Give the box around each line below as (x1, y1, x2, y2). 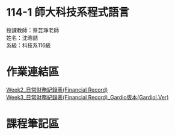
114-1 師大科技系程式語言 (6, 5, 129, 19)
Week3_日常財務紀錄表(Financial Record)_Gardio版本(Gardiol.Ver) (6, 93, 169, 101)
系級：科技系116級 (6, 42, 51, 49)
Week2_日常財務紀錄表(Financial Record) (6, 86, 108, 93)
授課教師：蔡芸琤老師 (6, 27, 59, 34)
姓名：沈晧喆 (6, 34, 38, 41)
